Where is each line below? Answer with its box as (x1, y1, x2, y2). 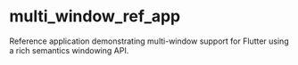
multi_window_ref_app (9, 6, 181, 27)
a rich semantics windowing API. (9, 45, 129, 55)
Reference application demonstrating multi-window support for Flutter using (9, 36, 289, 46)
